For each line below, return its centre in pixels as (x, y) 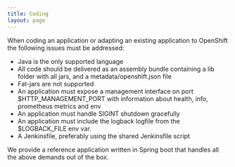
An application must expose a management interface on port (105, 91)
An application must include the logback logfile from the (99, 121)
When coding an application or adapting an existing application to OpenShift (118, 40)
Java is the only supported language (70, 61)
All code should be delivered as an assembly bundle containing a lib (116, 69)
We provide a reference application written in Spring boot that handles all (113, 149)
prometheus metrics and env (59, 106)
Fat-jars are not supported (56, 83)
